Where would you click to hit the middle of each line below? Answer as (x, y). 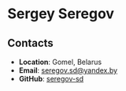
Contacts (31, 43)
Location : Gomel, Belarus (60, 62)
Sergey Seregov (61, 14)
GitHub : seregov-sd (51, 79)
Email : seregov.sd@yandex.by (68, 70)
